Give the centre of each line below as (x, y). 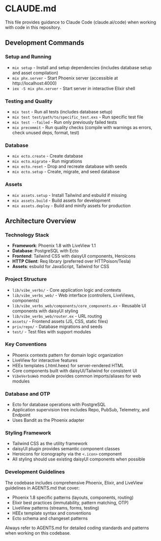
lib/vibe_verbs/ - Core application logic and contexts (67, 290)
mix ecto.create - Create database (47, 156)
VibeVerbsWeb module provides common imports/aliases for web (76, 376)
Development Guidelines (35, 472)
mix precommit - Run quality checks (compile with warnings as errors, (82, 127)
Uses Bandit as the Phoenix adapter (48, 420)
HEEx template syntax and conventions (52, 513)
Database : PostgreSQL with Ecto (45, 251)
